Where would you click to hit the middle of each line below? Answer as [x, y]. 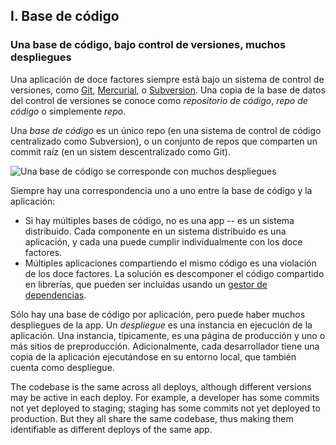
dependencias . [55, 295]
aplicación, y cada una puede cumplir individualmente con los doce [163, 241]
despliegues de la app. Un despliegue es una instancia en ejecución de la [161, 325]
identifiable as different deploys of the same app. [111, 429]
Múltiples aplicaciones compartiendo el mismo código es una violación [170, 263]
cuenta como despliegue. [62, 367]
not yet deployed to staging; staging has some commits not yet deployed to [165, 408]
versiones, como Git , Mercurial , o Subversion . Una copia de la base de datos [168, 90]
